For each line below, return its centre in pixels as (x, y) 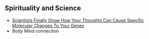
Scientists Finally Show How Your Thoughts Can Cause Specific (78, 20)
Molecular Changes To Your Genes (48, 25)
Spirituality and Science (43, 8)
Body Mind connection (35, 31)
